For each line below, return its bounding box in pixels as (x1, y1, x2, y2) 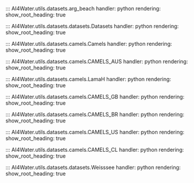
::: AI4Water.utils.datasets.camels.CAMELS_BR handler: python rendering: (5, 111, 185, 118)
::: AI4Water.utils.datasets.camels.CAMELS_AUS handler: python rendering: (5, 58, 188, 65)
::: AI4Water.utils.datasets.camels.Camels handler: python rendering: (5, 41, 172, 47)
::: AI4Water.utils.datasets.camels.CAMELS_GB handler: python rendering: (5, 94, 185, 100)
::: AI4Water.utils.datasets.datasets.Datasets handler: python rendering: (5, 23, 179, 29)
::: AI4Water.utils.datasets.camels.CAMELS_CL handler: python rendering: (5, 147, 184, 153)
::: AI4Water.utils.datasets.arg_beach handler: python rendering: (5, 5, 161, 12)
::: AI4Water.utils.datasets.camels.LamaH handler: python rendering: (5, 76, 172, 82)
